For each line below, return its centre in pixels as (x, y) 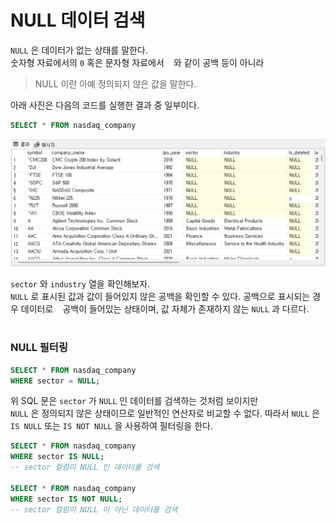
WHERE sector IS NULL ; (57, 457)
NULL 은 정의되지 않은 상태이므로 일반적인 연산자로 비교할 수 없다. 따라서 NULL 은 (165, 413)
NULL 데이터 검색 (78, 20)
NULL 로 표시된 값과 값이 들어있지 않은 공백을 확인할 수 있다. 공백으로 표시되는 (160, 297)
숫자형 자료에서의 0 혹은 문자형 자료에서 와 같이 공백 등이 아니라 (137, 62)
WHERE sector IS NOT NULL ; (66, 499)
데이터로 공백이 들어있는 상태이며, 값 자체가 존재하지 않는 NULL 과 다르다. (165, 309)
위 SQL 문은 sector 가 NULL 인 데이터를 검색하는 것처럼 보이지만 (134, 401)
